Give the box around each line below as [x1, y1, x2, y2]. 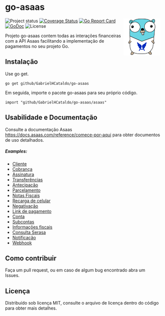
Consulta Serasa [12, 229, 46, 235]
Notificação [12, 234, 36, 240]
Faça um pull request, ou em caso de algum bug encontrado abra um [5, 267, 145, 273]
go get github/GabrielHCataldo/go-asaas [5, 81, 90, 86]
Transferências [12, 176, 43, 182]
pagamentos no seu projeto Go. [5, 43, 69, 49]
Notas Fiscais [12, 192, 40, 198]
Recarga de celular [12, 198, 51, 204]
